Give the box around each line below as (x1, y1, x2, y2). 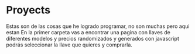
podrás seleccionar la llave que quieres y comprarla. (6, 41, 133, 48)
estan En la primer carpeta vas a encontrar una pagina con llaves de (6, 28, 171, 35)
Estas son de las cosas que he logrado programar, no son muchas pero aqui (6, 23, 190, 30)
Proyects (6, 3, 51, 17)
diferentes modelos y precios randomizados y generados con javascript (6, 35, 180, 42)
